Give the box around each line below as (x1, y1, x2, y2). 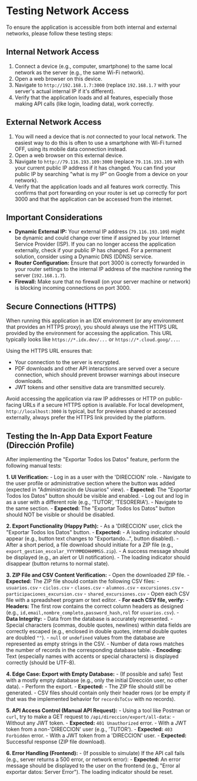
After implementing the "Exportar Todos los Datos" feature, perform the (6, 456, 179, 463)
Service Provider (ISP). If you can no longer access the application (14, 240, 176, 248)
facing (6, 402, 22, 409)
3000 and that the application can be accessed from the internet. (14, 196, 173, 203)
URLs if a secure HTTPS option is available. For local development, (22, 402, 184, 409)
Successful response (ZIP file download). (6, 738, 106, 745)
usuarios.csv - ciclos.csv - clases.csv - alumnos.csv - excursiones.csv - (6, 584, 184, 591)
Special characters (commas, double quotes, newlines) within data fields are (6, 621, 191, 628)
